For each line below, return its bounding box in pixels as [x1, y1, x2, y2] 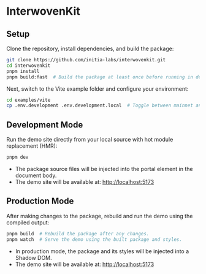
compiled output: [6, 219, 50, 226]
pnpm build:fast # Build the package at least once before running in [6, 74, 193, 80]
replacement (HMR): [6, 142, 58, 150]
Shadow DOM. [15, 254, 52, 261]
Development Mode [6, 120, 83, 130]
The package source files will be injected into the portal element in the [15, 165, 193, 172]
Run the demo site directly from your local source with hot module [6, 136, 174, 143]
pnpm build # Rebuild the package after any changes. [6, 230, 150, 237]
